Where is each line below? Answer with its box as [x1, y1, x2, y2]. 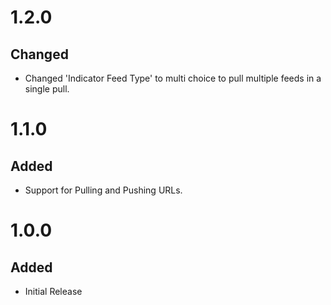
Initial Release [24, 286, 83, 297]
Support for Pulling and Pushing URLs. [24, 184, 183, 196]
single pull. [24, 83, 70, 95]
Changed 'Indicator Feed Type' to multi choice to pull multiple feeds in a [24, 72, 322, 84]
